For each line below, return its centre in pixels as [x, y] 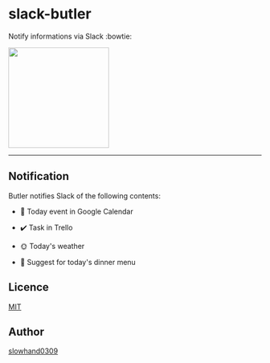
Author [26, 331]
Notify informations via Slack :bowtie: [70, 36]
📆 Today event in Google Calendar [77, 211]
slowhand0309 [33, 351]
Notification [39, 176]
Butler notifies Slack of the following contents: [84, 196]
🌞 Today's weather [52, 246]
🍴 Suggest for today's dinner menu [78, 262]
